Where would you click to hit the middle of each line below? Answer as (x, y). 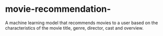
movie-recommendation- (58, 9)
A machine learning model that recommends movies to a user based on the (81, 23)
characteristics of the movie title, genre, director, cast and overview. (74, 28)
